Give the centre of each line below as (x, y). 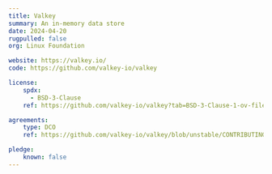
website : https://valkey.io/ (57, 61)
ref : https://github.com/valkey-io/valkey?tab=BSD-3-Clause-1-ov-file (144, 105)
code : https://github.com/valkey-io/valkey (83, 68)
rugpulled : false (38, 38)
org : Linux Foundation (47, 46)
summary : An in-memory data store (67, 23)
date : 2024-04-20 (38, 31)
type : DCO (40, 127)
